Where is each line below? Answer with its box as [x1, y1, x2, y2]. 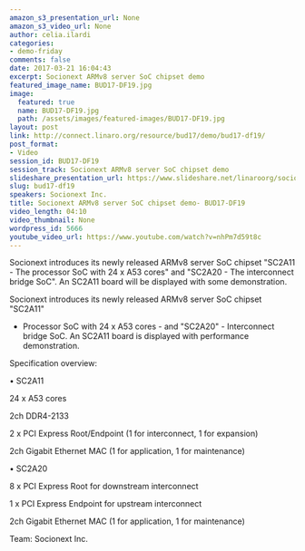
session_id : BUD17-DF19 [9, 156, 100, 166]
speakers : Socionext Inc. [9, 190, 107, 199]
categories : [9, 38, 54, 48]
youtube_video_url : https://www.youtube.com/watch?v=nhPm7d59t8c [9, 232, 261, 241]
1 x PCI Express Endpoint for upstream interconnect [9, 498, 202, 509]
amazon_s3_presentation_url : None [9, 13, 141, 23]
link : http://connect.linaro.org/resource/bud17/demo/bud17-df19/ [9, 131, 266, 140]
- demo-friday [9, 47, 64, 56]
